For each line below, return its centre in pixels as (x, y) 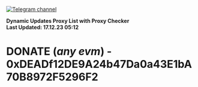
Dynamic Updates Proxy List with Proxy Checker (68, 21)
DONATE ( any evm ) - (59, 52)
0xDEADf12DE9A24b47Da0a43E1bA (99, 64)
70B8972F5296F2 (52, 77)
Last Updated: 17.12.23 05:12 (43, 27)
